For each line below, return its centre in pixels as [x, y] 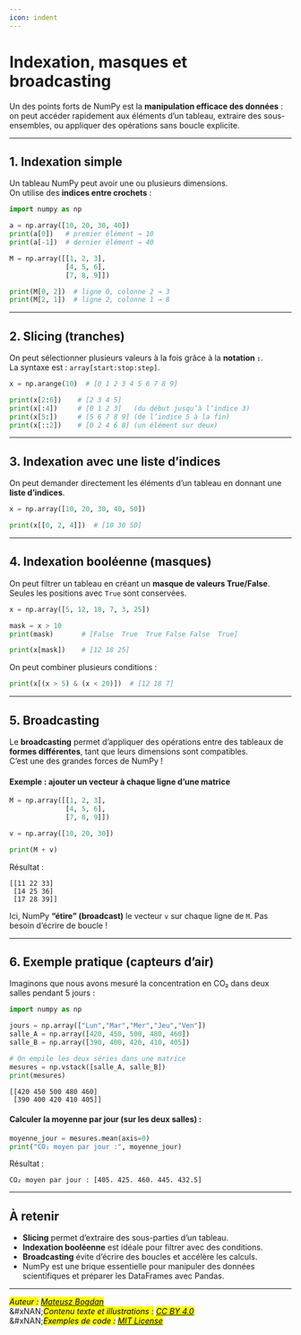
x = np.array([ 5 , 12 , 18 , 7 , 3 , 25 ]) [80, 609]
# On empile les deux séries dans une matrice [98, 1058]
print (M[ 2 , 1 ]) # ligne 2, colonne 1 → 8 [90, 300]
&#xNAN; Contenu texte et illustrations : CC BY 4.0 [102, 1312]
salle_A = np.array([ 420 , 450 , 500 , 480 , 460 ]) [100, 1034]
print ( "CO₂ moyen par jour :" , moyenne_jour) [95, 1146]
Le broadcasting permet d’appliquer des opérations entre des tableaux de [146, 742]
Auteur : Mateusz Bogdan [57, 1302]
